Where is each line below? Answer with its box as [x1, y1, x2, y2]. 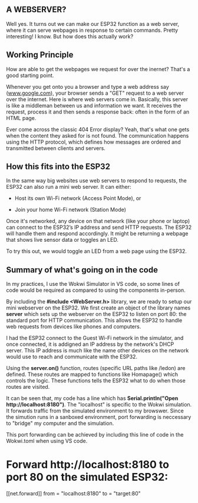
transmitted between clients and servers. [6, 144, 106, 152]
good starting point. [6, 72, 54, 79]
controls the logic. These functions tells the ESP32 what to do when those [6, 377, 186, 384]
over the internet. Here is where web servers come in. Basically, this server [6, 95, 189, 102]
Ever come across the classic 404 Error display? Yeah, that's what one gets [6, 126, 190, 133]
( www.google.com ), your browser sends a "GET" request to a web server [6, 89, 184, 96]
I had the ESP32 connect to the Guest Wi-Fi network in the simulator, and [6, 335, 184, 342]
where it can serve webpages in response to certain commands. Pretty [6, 26, 179, 34]
